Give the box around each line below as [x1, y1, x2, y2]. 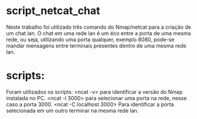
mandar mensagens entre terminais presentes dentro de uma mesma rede [6, 42, 187, 49]
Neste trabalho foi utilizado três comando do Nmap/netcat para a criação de [6, 23, 192, 30]
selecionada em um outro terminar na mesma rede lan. [6, 107, 139, 114]
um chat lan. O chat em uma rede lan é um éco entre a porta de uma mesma [6, 29, 191, 36]
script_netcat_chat [6, 4, 100, 18]
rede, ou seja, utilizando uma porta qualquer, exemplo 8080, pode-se [6, 36, 175, 43]
